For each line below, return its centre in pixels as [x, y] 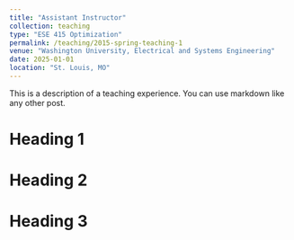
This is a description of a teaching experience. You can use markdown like [147, 93]
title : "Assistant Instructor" [68, 18]
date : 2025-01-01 [42, 59]
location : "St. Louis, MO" [60, 68]
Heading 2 [49, 180]
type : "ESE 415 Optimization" [66, 34]
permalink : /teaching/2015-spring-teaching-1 [96, 43]
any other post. [37, 102]
